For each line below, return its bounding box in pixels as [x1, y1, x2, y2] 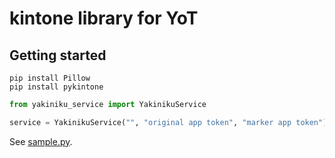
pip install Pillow [9, 73, 91, 83]
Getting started [9, 47, 107, 64]
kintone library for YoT [9, 7, 199, 30]
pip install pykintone [9, 82, 104, 92]
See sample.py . [9, 135, 73, 147]
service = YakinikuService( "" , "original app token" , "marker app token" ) [9, 117, 328, 127]
